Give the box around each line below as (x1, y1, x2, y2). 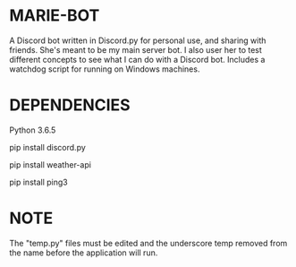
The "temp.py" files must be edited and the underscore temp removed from (9, 237, 288, 248)
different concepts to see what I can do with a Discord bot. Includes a (9, 54, 266, 65)
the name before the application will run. (9, 247, 158, 258)
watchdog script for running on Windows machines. (9, 64, 200, 74)
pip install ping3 (9, 177, 69, 187)
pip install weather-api (9, 159, 92, 170)
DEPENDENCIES (9, 95, 131, 116)
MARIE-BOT (9, 5, 100, 26)
